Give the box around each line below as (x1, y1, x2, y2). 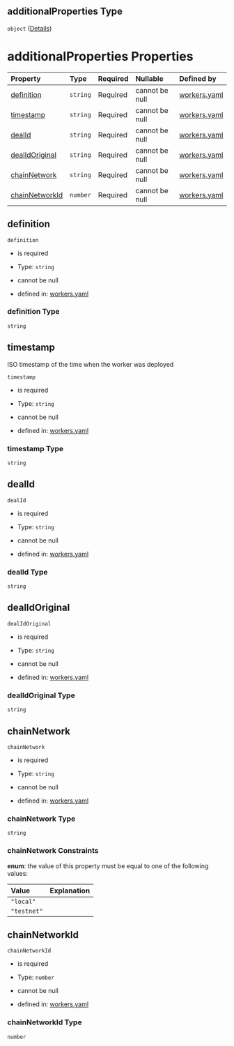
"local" (10, 897, 36, 905)
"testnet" (10, 907, 43, 915)
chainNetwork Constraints (7, 846, 99, 856)
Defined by (179, 73, 217, 83)
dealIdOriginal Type (7, 690, 75, 700)
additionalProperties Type (7, 6, 123, 17)
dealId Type (7, 567, 48, 577)
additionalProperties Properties (7, 49, 194, 64)
